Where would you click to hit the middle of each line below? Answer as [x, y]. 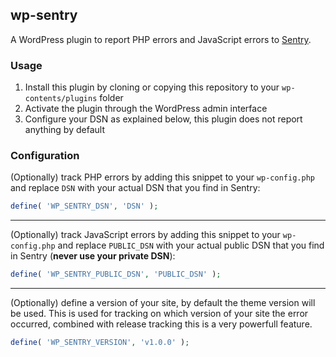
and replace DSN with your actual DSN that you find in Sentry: [135, 188]
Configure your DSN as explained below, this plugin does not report [163, 119]
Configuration [45, 156]
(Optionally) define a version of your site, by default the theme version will [163, 303]
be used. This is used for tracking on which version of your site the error [159, 314]
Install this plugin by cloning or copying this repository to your [152, 87]
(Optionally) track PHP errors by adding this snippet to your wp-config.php [162, 177]
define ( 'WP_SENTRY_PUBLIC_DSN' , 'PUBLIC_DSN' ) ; [116, 274]
